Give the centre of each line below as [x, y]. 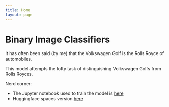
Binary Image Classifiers [58, 40]
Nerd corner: [18, 84]
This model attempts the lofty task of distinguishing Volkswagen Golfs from [83, 69]
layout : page [19, 15]
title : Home [18, 10]
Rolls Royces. [19, 74]
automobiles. [19, 59]
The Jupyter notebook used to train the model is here [68, 93]
